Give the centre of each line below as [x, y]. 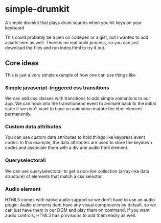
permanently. [18, 114]
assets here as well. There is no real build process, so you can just [72, 42]
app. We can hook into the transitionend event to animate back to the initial [80, 103]
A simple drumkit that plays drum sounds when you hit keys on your [73, 23]
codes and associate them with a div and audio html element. [67, 148]
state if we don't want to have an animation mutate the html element [74, 109]
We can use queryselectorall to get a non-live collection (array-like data [77, 171]
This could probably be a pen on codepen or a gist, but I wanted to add [77, 37]
